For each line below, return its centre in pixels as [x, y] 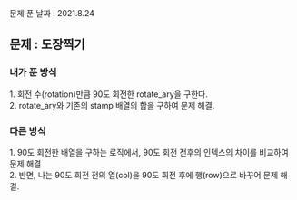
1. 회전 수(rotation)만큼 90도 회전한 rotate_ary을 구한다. [109, 94]
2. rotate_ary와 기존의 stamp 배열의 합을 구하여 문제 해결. [112, 105]
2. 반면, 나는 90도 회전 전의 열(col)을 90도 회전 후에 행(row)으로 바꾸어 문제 [144, 175]
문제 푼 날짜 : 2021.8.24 [52, 13]
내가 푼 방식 [33, 72]
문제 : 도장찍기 [47, 45]
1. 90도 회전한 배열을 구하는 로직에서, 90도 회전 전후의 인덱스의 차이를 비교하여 [149, 152]
